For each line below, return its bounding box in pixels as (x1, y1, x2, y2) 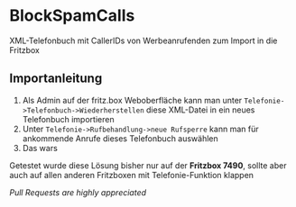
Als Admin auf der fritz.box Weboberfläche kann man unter (22, 94, 243, 105)
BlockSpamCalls (9, 5, 135, 26)
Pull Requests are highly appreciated (9, 186, 147, 198)
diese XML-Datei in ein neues (145, 104, 255, 115)
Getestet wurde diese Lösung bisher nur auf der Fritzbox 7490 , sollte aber (9, 159, 287, 171)
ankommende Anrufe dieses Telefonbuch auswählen (22, 132, 218, 144)
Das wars (22, 142, 59, 153)
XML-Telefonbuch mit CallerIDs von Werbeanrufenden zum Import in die (9, 35, 278, 46)
